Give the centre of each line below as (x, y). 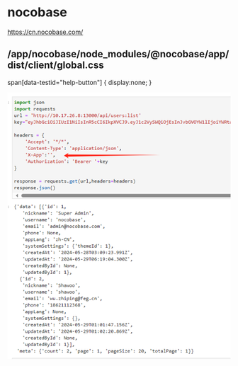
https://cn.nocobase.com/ (45, 32)
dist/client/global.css (56, 65)
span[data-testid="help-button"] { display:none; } (80, 82)
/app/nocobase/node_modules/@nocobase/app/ (118, 54)
